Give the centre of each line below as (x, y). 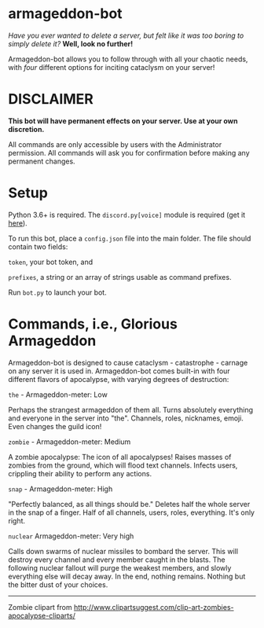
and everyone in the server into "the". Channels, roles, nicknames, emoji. (126, 418)
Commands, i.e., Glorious (93, 324)
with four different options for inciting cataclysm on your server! (112, 67)
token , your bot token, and (51, 262)
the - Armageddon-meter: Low (58, 395)
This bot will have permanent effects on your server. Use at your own (123, 121)
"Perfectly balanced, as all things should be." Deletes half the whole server (129, 504)
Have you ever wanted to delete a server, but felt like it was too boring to (126, 35)
